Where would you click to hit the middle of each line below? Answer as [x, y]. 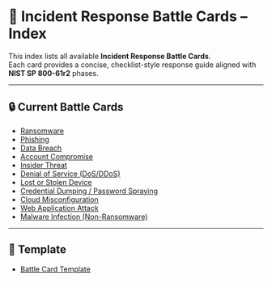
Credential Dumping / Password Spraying [89, 191]
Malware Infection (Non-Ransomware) [84, 217]
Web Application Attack [59, 208]
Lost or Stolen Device [56, 182]
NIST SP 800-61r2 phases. [53, 73]
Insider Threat [43, 165]
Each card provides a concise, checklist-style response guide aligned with [132, 65]
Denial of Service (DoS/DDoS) [70, 174]
